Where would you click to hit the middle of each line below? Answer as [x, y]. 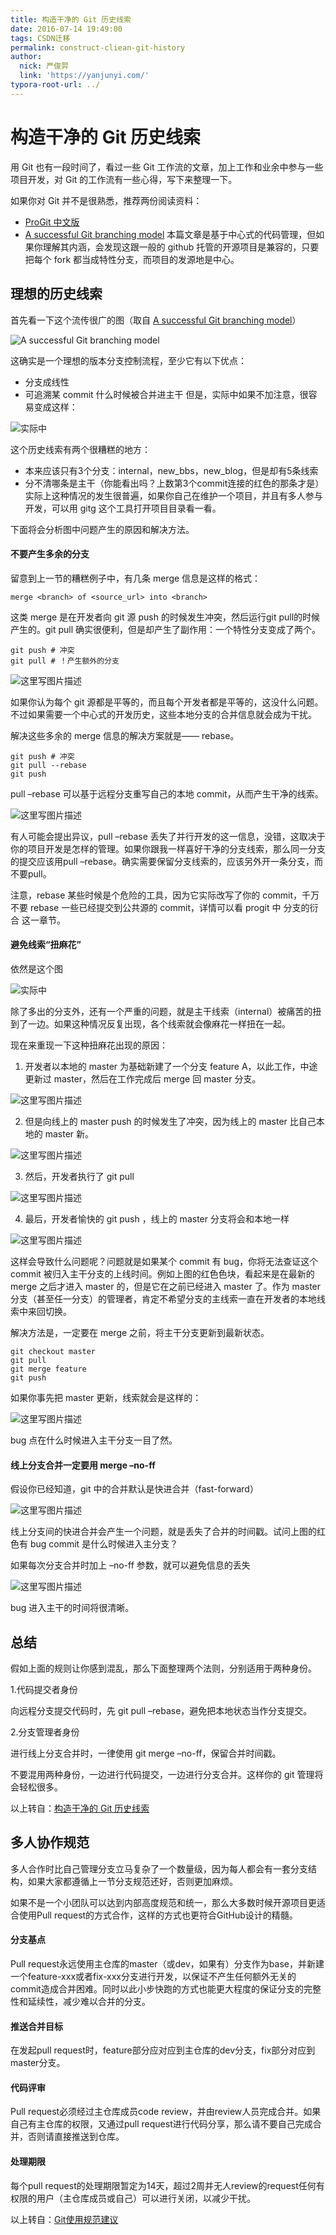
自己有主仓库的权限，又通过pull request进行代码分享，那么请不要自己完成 [161, 2124]
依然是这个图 [36, 968]
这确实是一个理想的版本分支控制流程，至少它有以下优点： [128, 360]
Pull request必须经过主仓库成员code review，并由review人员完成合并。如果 [166, 2112]
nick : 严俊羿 [44, 66]
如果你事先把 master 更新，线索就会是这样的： [106, 1397]
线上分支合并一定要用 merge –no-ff [83, 1465]
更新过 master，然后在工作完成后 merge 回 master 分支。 [143, 1078]
